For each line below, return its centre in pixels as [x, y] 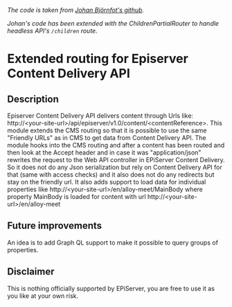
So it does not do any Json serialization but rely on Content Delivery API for [115, 167]
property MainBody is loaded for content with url [77, 196]
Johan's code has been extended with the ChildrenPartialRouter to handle [113, 23]
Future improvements [55, 226]
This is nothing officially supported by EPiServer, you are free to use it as [111, 288]
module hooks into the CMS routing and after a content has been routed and [116, 145]
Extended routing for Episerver [98, 59]
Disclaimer [31, 272]
